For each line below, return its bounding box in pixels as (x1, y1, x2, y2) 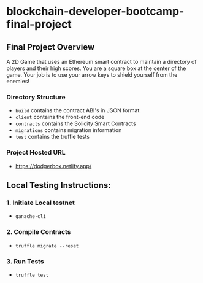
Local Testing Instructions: (6, 180, 112, 190)
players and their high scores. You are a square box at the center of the (6, 64, 186, 72)
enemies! (6, 78, 29, 85)
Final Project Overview (6, 42, 95, 52)
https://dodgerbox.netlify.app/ (15, 162, 92, 169)
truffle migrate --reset (15, 242, 79, 249)
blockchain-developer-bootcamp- (6, 4, 185, 18)
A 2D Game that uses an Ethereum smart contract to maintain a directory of (6, 58, 197, 65)
